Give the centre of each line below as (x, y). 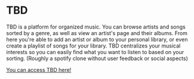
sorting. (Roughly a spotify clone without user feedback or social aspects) (97, 58)
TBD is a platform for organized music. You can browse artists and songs (96, 27)
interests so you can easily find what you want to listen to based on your (95, 52)
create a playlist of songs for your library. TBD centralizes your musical (93, 46)
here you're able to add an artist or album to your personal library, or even (97, 39)
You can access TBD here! (39, 69)
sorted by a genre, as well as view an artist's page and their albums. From (97, 33)
